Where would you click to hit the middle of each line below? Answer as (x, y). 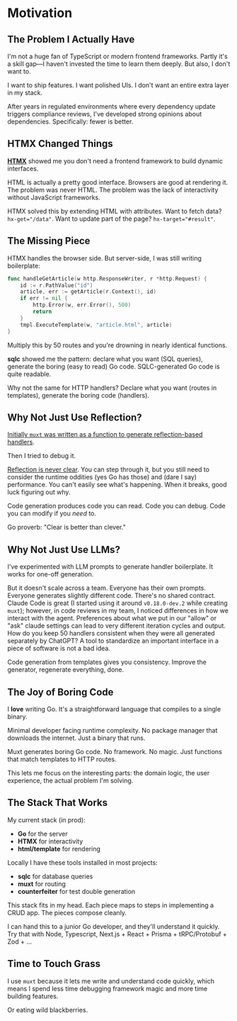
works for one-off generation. (51, 574)
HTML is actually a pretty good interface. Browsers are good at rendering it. (118, 182)
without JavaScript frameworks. (54, 197)
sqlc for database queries (55, 876)
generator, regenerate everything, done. (66, 670)
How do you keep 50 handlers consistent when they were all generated (111, 633)
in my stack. (25, 93)
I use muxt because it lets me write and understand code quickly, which (111, 981)
